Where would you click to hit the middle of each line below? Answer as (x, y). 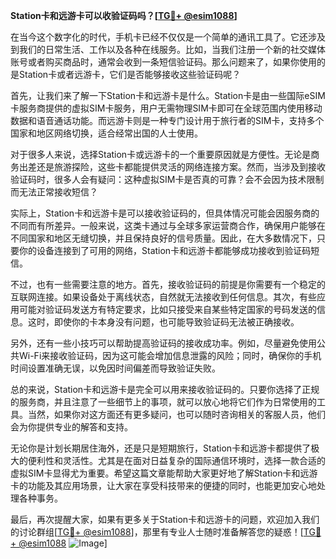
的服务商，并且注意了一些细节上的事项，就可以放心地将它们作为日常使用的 (163, 402)
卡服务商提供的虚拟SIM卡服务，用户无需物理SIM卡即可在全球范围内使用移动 (166, 108)
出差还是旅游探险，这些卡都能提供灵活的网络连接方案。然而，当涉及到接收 (172, 167)
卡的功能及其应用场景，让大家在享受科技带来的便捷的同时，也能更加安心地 (163, 485)
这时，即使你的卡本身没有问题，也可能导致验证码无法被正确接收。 (163, 322)
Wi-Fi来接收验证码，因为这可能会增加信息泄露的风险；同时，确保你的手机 (170, 355)
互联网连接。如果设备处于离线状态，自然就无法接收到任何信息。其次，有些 (163, 297)
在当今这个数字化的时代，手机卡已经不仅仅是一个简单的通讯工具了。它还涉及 (168, 37)
